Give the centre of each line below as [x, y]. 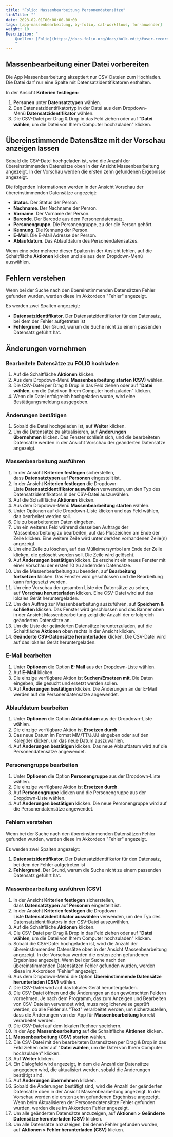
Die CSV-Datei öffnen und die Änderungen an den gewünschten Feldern [90, 993]
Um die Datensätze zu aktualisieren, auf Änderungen [70, 432]
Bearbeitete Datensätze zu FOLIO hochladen [62, 363]
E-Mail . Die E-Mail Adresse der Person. [55, 235]
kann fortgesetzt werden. [40, 582]
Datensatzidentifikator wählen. [60, 113]
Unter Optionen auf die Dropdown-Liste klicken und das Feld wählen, [86, 511]
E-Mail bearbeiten [29, 656]
